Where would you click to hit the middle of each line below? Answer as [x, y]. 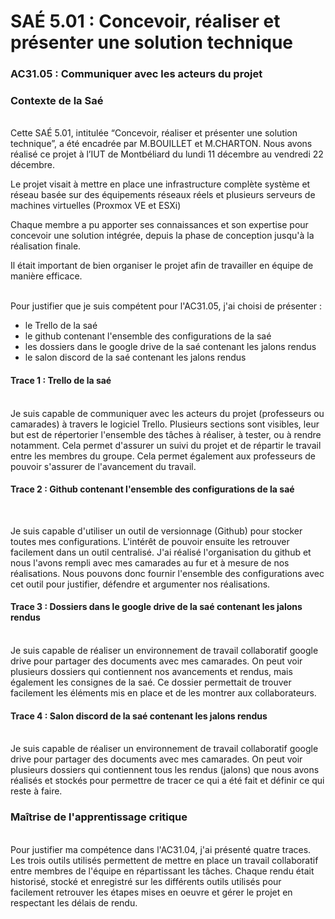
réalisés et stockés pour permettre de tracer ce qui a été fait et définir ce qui [167, 781]
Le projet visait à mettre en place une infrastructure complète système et [160, 184]
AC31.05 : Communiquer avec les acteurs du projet [136, 74]
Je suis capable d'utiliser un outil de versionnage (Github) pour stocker [156, 531]
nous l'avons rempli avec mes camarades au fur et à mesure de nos [150, 562]
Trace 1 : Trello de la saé [61, 380]
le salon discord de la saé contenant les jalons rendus [135, 357]
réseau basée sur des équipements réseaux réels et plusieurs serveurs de [163, 195]
